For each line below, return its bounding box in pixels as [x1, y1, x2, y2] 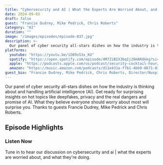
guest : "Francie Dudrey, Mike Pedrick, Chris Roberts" [5, 20, 118, 26]
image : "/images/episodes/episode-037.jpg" [5, 34, 95, 39]
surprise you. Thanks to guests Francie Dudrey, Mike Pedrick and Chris [5, 104, 147, 110]
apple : [9, 61, 23, 66]
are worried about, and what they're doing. [5, 154, 91, 160]
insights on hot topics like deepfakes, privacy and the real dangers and [5, 94, 147, 99]
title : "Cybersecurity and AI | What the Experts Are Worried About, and [5, 7, 158, 12]
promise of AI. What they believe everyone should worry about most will [5, 99, 149, 105]
